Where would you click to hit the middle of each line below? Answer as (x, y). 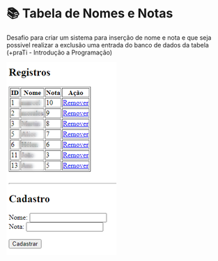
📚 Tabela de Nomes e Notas (90, 14)
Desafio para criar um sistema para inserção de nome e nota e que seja (109, 37)
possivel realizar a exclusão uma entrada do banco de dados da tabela (108, 45)
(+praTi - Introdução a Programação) (60, 52)
